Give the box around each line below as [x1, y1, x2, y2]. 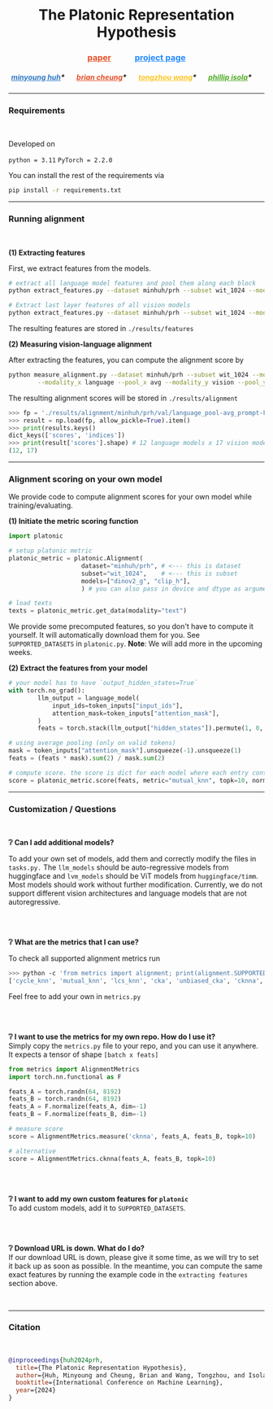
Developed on [8, 139, 55, 149]
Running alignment [8, 213, 85, 225]
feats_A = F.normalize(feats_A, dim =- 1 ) [8, 1102, 148, 1111]
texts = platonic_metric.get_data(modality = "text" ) [8, 607, 187, 615]
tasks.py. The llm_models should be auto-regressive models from [8, 862, 229, 872]
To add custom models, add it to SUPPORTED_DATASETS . [8, 1202, 186, 1213]
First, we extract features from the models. [8, 263, 152, 273]
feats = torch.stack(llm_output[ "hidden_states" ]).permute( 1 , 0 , [37, 724, 264, 733]
